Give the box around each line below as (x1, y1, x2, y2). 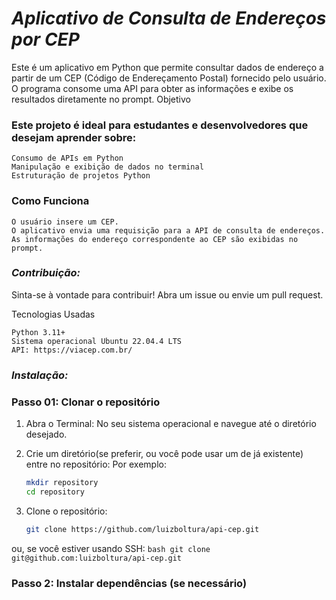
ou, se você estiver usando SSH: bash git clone (11, 542, 211, 554)
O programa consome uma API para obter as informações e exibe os (11, 82, 294, 94)
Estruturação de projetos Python (11, 171, 151, 181)
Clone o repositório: (25, 505, 108, 517)
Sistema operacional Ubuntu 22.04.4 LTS (11, 336, 183, 346)
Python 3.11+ (11, 327, 66, 337)
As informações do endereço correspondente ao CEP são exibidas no (11, 234, 299, 244)
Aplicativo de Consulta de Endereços (11, 7, 327, 30)
